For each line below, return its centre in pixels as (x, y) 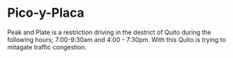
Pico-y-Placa (46, 13)
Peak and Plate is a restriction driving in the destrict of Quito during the (109, 32)
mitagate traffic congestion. (47, 47)
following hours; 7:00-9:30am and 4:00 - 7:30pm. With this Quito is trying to (117, 39)
